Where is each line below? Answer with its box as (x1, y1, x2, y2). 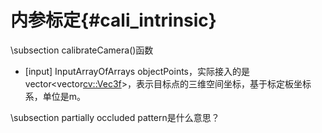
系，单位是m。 (24, 90, 87, 102)
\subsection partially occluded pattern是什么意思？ (10, 111, 220, 123)
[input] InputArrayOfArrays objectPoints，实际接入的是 (24, 65, 250, 77)
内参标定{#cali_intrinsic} (10, 9, 217, 32)
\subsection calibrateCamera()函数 (10, 44, 154, 56)
